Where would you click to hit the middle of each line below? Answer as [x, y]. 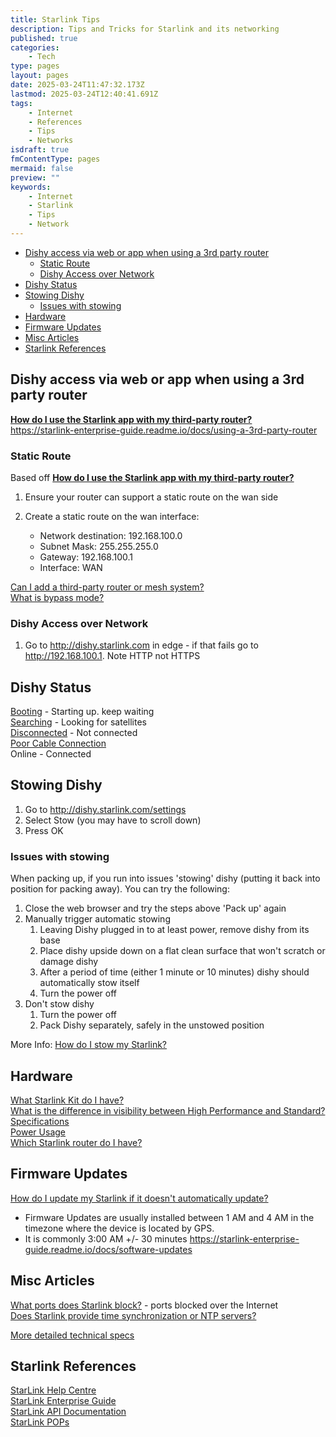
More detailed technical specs [72, 1335]
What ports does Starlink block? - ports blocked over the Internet [144, 1305]
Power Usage [38, 1132]
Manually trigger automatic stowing [97, 919]
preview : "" [35, 177]
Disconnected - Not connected [74, 733]
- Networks [51, 141]
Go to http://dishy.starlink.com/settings [105, 809]
